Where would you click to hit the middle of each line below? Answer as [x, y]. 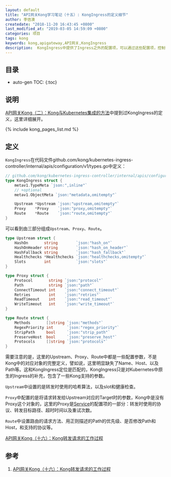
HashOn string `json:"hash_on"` [64, 243]
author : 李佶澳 [20, 19]
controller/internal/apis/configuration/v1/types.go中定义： [66, 166]
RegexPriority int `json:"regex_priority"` [67, 327]
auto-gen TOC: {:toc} [35, 82]
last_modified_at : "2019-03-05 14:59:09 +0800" [57, 29]
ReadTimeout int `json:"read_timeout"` [64, 299]
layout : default [22, 10]
